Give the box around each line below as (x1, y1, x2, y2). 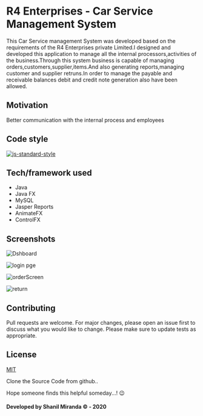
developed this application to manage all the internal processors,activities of (6, 50, 197, 57)
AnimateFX (15, 210, 43, 217)
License (6, 350, 37, 360)
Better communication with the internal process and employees (6, 116, 165, 123)
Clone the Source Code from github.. (6, 377, 98, 384)
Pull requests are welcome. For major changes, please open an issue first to (6, 319, 196, 326)
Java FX (15, 190, 36, 198)
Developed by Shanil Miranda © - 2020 (6, 403, 107, 411)
